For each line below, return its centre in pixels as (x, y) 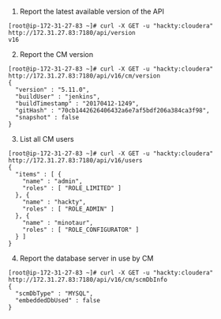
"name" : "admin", (52, 181)
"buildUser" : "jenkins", (58, 97)
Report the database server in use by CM (86, 258)
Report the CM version (56, 54)
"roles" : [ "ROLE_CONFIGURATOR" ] (81, 230)
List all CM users (47, 139)
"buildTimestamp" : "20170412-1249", (77, 104)
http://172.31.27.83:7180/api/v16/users (76, 161)
